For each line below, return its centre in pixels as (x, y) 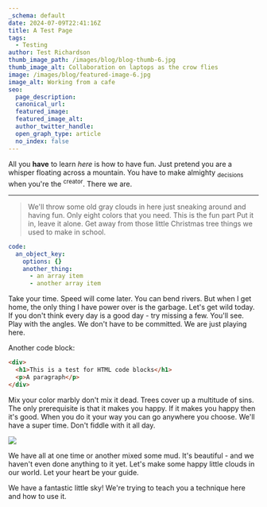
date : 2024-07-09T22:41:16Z (55, 23)
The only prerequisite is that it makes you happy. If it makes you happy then (132, 408)
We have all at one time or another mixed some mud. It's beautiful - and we (131, 455)
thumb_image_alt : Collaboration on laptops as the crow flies (113, 68)
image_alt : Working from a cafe (62, 82)
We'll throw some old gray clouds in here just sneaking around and (137, 207)
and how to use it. (38, 496)
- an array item (56, 276)
